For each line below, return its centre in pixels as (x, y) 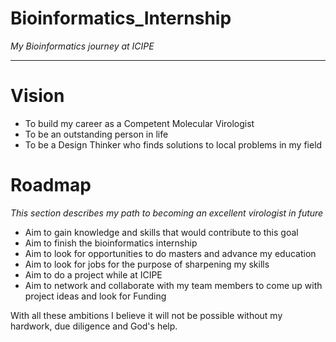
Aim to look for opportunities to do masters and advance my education (170, 253)
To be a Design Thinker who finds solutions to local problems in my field (173, 144)
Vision (37, 96)
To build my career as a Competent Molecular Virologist (139, 123)
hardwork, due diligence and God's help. (94, 326)
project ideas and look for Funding (95, 296)
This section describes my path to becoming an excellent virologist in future (167, 213)
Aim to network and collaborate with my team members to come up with (173, 285)
